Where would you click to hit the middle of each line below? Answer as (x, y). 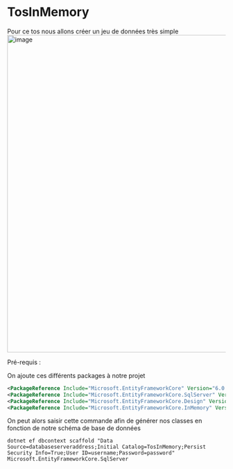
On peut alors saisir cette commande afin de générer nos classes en (105, 421)
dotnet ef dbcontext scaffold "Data (60, 441)
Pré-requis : (24, 362)
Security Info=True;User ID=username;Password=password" (91, 453)
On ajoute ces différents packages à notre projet (76, 375)
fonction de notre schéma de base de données (74, 428)
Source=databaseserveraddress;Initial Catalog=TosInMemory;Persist (107, 447)
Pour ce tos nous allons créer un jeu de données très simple (93, 31)
